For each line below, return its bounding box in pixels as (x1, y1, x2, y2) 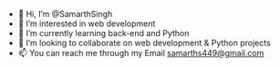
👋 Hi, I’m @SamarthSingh (17, 9, 113, 19)
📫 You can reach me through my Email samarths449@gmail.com (17, 48, 264, 58)
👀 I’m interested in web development (17, 18, 156, 29)
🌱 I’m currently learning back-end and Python (17, 28, 190, 38)
